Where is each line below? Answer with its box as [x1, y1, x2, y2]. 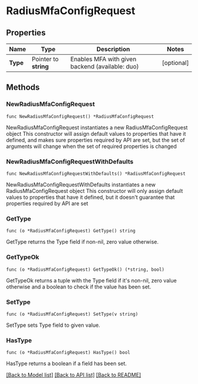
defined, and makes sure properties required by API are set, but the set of [6, 136, 186, 143]
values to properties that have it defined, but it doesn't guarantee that [6, 193, 175, 201]
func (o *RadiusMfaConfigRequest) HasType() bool [6, 350, 131, 356]
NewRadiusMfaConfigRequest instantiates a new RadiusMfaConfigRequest [6, 124, 188, 131]
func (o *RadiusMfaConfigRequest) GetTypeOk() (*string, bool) [6, 267, 165, 273]
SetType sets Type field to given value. [6, 321, 100, 329]
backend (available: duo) [70, 63, 140, 70]
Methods [6, 83, 40, 93]
